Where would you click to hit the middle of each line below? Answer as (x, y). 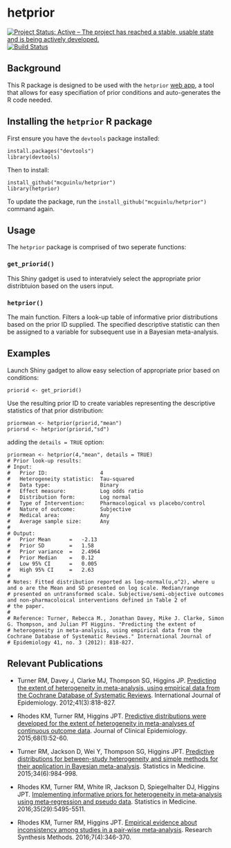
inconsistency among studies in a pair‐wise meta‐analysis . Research (114, 829)
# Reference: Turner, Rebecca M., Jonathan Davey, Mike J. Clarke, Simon (116, 618)
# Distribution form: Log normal (69, 497)
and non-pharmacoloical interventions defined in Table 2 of (97, 600)
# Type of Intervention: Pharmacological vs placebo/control (107, 503)
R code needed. (30, 100)
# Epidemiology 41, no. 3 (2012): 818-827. (71, 642)
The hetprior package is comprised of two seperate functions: (97, 247)
